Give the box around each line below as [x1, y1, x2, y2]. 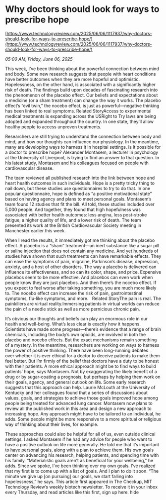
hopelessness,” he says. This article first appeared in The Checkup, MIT [5, 479, 153, 485]
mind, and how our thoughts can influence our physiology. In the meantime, [5, 138, 160, 145]
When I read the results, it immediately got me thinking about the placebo [5, 237, 155, 243]
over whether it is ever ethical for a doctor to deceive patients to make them [5, 352, 160, 359]
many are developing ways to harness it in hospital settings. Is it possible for [5, 144, 161, 150]
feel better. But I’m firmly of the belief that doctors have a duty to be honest [5, 358, 159, 364]
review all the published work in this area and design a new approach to [5, 405, 152, 411]
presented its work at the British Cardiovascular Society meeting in [5, 222, 142, 228]
